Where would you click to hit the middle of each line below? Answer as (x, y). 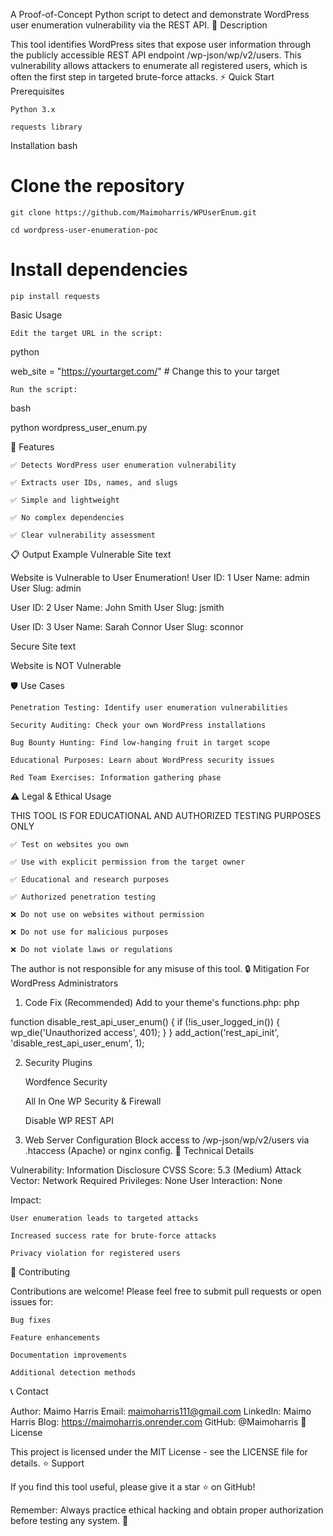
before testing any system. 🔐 (69, 1520)
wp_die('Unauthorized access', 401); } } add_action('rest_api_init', (145, 1032)
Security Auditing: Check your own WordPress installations (138, 725)
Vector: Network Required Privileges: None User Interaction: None (146, 1180)
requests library (46, 127)
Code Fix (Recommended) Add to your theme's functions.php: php (162, 1002)
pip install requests (55, 296)
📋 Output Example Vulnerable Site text (91, 554)
